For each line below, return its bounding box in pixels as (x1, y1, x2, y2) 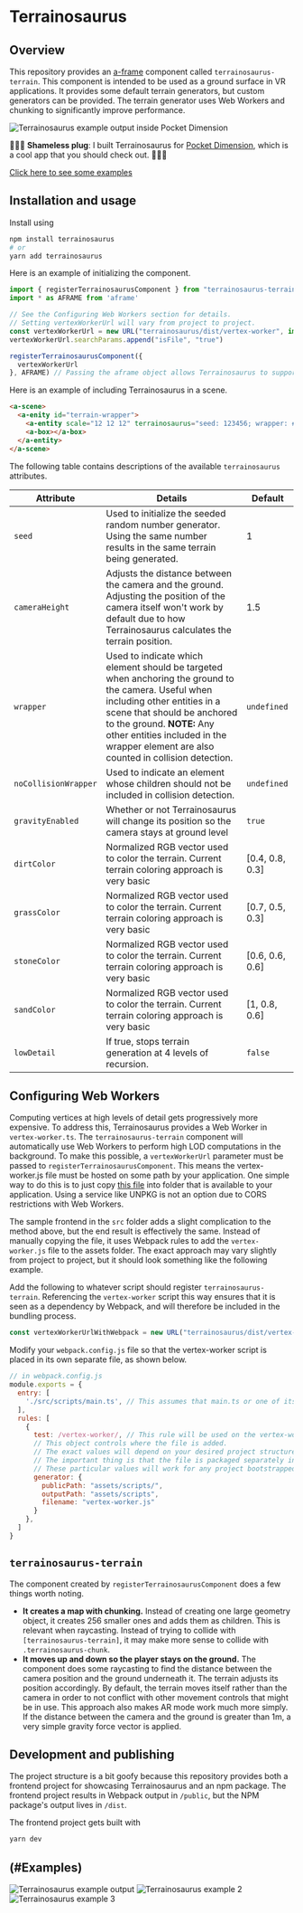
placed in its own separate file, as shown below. (9, 1354, 188, 1365)
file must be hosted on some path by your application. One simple (44, 1170, 290, 1181)
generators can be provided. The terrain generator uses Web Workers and (9, 95, 286, 106)
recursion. (106, 1057, 149, 1070)
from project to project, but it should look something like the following (9, 1255, 268, 1265)
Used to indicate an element (106, 766, 225, 779)
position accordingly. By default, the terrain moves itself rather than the (22, 1682, 288, 1693)
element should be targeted (106, 660, 223, 673)
